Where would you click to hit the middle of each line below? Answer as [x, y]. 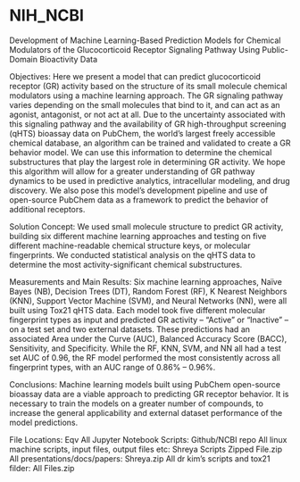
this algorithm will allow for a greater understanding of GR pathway [132, 171]
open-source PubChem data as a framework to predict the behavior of [139, 199]
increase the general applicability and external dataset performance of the [146, 412]
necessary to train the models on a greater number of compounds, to [136, 403]
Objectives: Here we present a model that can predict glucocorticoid [135, 76]
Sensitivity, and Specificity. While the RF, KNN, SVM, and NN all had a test [145, 348]
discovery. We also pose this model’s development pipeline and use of [138, 190]
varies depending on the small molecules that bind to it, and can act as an [145, 104]
